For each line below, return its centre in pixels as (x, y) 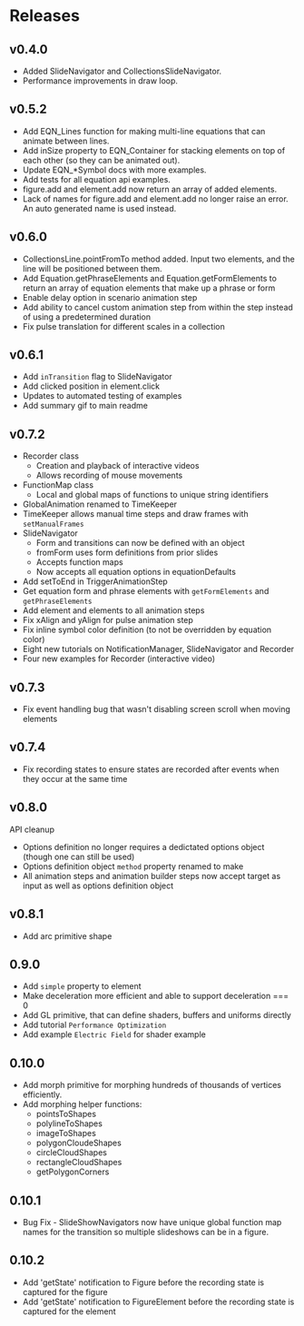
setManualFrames (53, 524)
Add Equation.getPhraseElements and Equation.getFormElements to (149, 278)
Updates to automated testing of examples (102, 396)
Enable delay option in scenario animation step (110, 297)
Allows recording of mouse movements (109, 475)
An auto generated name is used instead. (99, 208)
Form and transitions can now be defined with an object (140, 543)
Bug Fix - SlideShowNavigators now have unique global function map (152, 1222)
